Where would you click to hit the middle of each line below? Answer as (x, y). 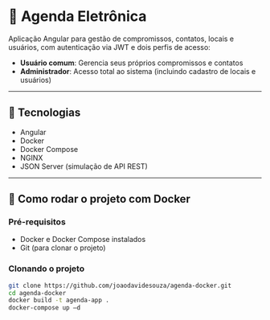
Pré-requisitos (37, 222)
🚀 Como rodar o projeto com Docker (100, 199)
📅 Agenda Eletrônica (78, 16)
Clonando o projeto (47, 269)
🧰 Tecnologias (45, 113)
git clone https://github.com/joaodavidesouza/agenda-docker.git (120, 285)
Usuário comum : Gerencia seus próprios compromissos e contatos (131, 63)
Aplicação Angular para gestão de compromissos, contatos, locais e (121, 39)
